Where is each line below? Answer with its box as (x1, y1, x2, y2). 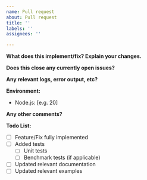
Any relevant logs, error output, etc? (6, 76, 98, 83)
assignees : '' (6, 31, 42, 37)
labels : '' (6, 25, 33, 32)
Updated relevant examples (14, 167, 83, 175)
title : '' (6, 20, 31, 26)
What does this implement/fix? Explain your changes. (6, 53, 142, 60)
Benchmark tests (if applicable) (23, 154, 101, 161)
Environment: (6, 87, 40, 94)
